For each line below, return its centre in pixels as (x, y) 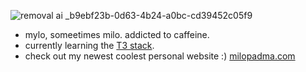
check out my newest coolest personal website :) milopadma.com (160, 56)
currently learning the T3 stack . (89, 45)
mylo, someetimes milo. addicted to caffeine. (117, 34)
